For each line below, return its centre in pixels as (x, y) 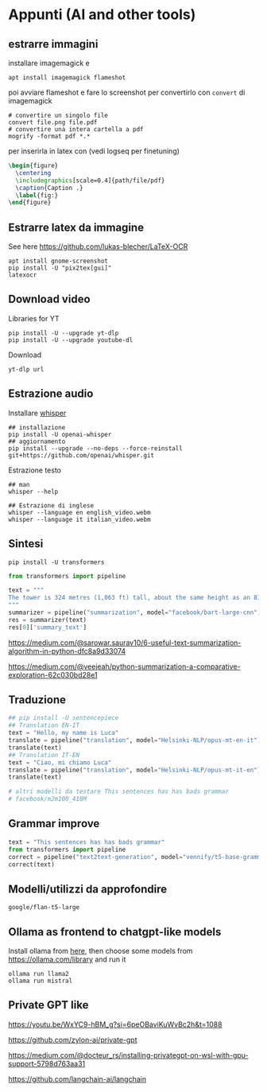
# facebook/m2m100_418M (48, 799)
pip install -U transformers (56, 562)
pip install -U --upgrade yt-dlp (64, 333)
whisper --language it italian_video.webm (79, 519)
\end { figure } (30, 203)
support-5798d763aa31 (47, 1063)
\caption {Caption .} (49, 188)
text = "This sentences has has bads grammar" (87, 842)
